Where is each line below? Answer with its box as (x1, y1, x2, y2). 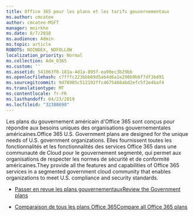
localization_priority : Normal (6, 52, 83, 58)
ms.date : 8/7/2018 (6, 31, 51, 36)
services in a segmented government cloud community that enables (6, 168, 171, 175)
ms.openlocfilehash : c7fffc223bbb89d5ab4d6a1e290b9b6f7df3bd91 (6, 74, 165, 80)
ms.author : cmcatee (6, 14, 54, 20)
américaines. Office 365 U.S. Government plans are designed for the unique (6, 130, 189, 137)
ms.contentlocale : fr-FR (6, 91, 67, 97)
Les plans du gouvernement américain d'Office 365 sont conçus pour (6, 118, 175, 125)
